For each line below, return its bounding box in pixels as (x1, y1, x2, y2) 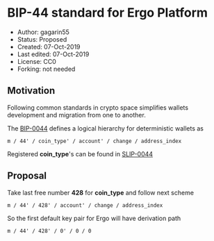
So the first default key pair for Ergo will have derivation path (7, 214, 181, 222)
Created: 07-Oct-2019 (17, 42, 81, 51)
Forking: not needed (17, 65, 76, 73)
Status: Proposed (17, 35, 67, 43)
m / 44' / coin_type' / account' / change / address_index (7, 138, 182, 144)
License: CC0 (17, 57, 57, 65)
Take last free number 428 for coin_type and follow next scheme (7, 188, 195, 197)
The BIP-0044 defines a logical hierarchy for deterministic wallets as (7, 124, 204, 133)
